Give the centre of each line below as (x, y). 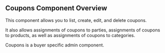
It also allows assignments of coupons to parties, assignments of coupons (83, 30)
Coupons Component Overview (56, 8)
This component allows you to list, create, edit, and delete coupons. (76, 20)
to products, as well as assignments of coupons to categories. (70, 35)
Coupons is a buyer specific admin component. (55, 45)
